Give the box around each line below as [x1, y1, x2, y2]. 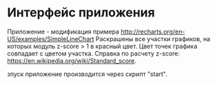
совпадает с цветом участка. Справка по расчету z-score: [7, 49, 180, 58]
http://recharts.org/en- [120, 27, 185, 36]
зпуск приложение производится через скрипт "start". [7, 70, 167, 78]
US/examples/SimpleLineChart [7, 34, 94, 42]
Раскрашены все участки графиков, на [95, 34, 211, 42]
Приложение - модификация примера [7, 27, 119, 36]
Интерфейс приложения [7, 5, 155, 21]
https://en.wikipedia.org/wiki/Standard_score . [7, 56, 136, 64]
